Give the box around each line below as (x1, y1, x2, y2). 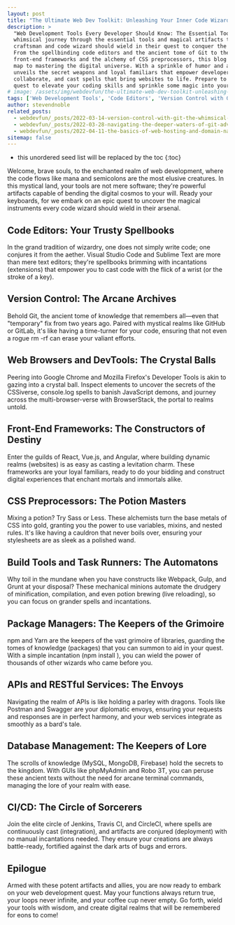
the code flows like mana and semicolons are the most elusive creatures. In (7, 174, 225, 183)
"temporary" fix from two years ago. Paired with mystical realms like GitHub (7, 319, 226, 327)
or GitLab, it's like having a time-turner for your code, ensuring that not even (7, 327, 227, 335)
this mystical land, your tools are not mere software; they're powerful (7, 181, 206, 190)
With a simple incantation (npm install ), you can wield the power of (7, 651, 201, 659)
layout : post (7, 10, 45, 18)
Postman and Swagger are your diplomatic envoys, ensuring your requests (7, 705, 222, 713)
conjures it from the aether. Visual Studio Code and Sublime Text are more (7, 250, 221, 259)
